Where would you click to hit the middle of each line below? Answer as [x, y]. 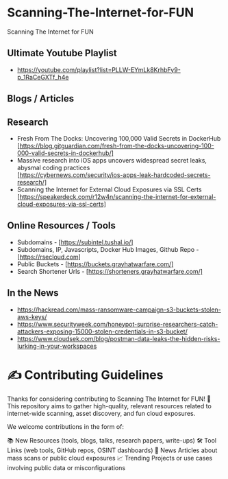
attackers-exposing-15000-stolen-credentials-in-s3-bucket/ [102, 331]
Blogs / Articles [40, 98]
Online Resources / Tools [62, 225]
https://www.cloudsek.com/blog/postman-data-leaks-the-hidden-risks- [118, 338]
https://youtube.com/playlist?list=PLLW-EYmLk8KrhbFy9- [99, 69]
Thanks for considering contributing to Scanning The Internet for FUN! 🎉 [109, 399]
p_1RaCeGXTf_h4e [43, 77]
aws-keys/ [32, 316]
